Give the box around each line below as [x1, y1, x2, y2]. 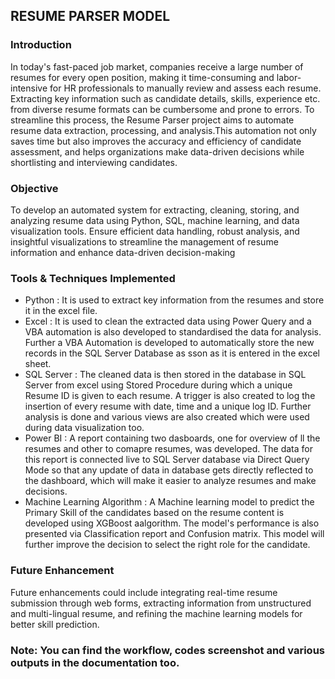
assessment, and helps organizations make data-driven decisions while [10, 145, 305, 158]
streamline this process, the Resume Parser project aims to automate [10, 114, 295, 126]
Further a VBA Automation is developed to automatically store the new [24, 337, 315, 349]
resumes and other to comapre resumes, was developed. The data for [24, 443, 313, 455]
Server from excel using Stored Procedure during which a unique [24, 379, 293, 391]
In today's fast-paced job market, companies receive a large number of [10, 60, 304, 73]
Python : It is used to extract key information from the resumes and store [24, 294, 325, 306]
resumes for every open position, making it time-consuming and [10, 71, 275, 83]
